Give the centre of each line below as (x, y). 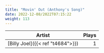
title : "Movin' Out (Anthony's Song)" (45, 10)
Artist (43, 35)
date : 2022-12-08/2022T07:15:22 (38, 14)
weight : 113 (17, 19)
